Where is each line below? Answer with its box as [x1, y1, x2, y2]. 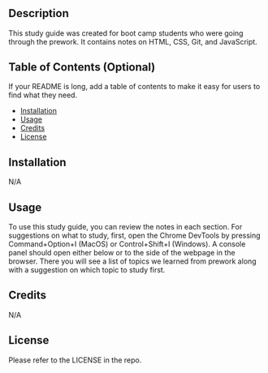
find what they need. [8, 90, 78, 100]
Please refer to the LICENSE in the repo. [8, 355, 142, 365]
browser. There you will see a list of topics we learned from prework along [8, 256, 257, 266]
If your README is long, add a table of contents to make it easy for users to [8, 82, 261, 92]
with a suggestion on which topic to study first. [8, 265, 166, 275]
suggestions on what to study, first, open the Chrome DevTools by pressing [8, 230, 262, 241]
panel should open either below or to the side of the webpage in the [8, 248, 236, 258]
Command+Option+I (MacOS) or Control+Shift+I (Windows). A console [8, 239, 246, 249]
